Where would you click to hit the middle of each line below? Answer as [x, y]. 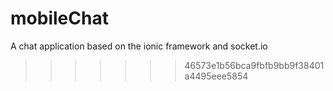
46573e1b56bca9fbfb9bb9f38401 [254, 65]
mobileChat [59, 18]
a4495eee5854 [216, 76]
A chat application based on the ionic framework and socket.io [139, 46]
